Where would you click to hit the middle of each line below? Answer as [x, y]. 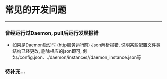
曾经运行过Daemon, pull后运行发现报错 [52, 33]
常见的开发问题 [36, 10]
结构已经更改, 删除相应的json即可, [47, 51]
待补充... [15, 72]
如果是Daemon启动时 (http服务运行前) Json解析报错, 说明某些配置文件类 [86, 45]
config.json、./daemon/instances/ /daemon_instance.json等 [81, 57]
